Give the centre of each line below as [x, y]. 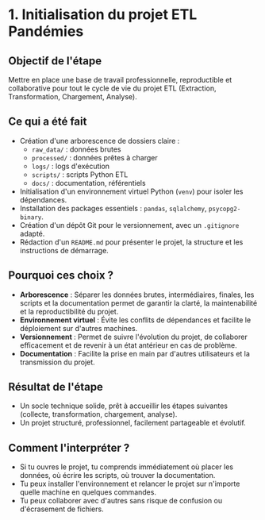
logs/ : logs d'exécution [70, 166]
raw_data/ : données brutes [76, 149]
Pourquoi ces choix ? [61, 275]
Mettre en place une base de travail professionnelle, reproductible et [120, 80]
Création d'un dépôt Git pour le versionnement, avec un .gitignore [129, 225]
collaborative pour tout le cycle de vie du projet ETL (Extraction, [112, 88]
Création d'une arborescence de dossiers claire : [100, 141]
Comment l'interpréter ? [69, 447]
